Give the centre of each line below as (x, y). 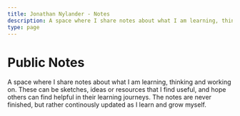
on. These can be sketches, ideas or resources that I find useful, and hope (117, 90)
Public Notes (46, 62)
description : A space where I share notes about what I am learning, (113, 21)
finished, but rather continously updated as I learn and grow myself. (107, 105)
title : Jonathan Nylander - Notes (59, 14)
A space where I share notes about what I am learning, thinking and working (119, 82)
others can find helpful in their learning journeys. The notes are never (110, 97)
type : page (24, 27)
